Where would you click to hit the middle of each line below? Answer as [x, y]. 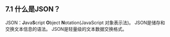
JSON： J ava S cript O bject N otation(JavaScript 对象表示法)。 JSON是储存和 [85, 23]
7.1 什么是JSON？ [33, 9]
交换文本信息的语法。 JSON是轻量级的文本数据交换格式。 [66, 29]
